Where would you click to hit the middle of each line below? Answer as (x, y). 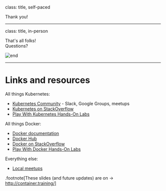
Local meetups (27, 168)
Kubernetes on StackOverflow (43, 109)
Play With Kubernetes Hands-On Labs (51, 114)
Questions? (17, 46)
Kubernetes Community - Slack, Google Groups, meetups (71, 103)
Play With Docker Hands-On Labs (46, 149)
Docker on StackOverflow (39, 144)
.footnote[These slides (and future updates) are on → (59, 178)
